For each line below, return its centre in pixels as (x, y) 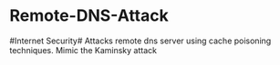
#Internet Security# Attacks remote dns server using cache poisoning (140, 41)
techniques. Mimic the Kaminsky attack (83, 50)
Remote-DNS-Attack (89, 16)
